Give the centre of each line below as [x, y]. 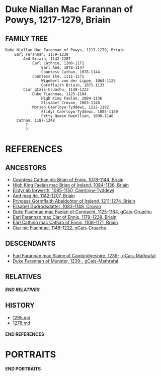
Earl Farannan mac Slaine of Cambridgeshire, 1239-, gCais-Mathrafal [84, 255]
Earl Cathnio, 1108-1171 [58, 63]
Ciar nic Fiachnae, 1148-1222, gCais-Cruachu [59, 228]
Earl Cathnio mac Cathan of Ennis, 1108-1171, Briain [65, 222]
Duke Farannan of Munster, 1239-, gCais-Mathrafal [65, 261]
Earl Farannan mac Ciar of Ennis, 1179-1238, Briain [64, 217]
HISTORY [20, 305]
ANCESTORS [26, 168]
